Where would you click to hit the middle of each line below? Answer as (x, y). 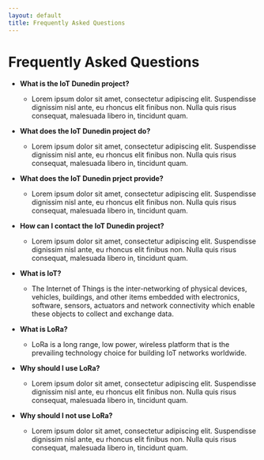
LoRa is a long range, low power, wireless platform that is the (130, 345)
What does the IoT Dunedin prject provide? (91, 179)
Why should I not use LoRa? (66, 416)
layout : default (35, 15)
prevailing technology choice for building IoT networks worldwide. (139, 353)
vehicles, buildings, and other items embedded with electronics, (136, 297)
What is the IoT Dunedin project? (74, 84)
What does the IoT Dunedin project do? (85, 131)
